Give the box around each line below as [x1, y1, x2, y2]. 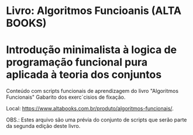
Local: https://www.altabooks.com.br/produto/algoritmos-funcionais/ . [6, 105, 174, 112]
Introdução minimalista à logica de [6, 43, 177, 57]
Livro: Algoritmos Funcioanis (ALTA [6, 4, 182, 18]
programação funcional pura [6, 56, 148, 69]
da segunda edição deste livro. [6, 123, 81, 130]
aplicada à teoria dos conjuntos [6, 68, 162, 81]
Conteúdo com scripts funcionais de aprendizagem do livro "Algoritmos [6, 88, 179, 95]
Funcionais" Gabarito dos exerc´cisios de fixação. [6, 94, 126, 101]
